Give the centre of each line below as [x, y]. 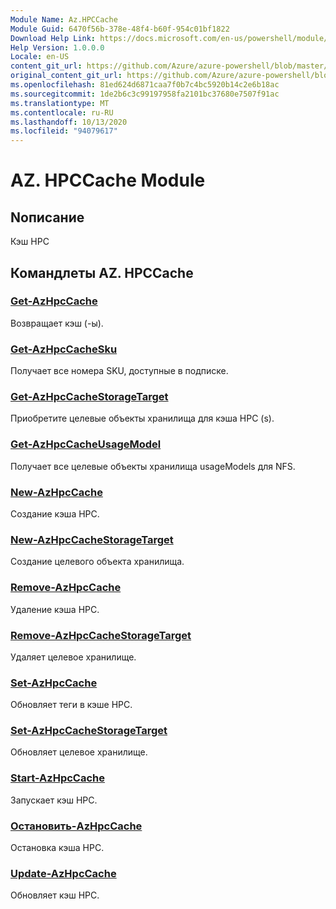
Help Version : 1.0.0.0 [57, 47]
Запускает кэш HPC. [54, 800]
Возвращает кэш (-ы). [57, 323]
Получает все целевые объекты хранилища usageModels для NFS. [153, 466]
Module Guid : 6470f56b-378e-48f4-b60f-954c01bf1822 [120, 29]
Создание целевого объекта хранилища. [97, 562]
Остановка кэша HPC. [57, 848]
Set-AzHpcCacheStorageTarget [89, 731]
